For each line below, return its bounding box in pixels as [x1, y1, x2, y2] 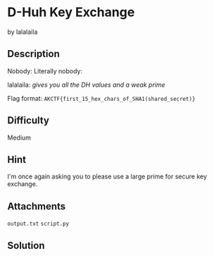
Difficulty [7, 114, 49, 127]
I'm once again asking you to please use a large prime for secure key [7, 172, 208, 181]
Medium [7, 133, 32, 142]
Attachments [7, 200, 66, 212]
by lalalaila [7, 28, 38, 36]
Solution [7, 239, 45, 251]
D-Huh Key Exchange [7, 4, 135, 20]
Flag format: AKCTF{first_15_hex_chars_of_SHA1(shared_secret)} [7, 94, 196, 102]
